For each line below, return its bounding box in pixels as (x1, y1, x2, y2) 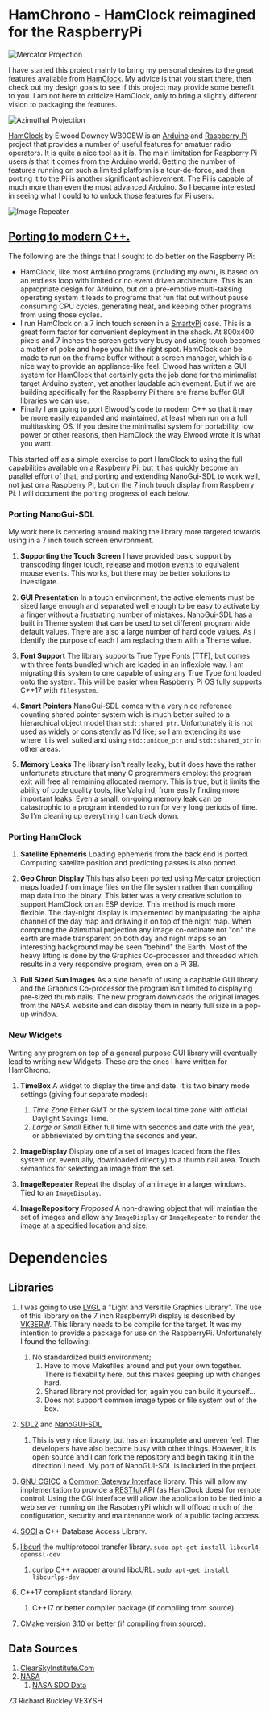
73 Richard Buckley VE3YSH (8, 1696, 103, 1706)
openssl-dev (19, 1550, 60, 1559)
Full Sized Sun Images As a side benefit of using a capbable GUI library (19, 975, 259, 985)
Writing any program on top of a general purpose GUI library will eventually (8, 1048, 258, 1058)
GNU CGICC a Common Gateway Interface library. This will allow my (19, 1476, 247, 1486)
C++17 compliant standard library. (19, 1587, 133, 1597)
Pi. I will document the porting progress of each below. (8, 488, 190, 498)
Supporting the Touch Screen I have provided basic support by (19, 551, 232, 561)
